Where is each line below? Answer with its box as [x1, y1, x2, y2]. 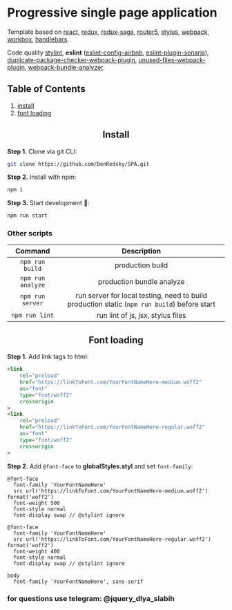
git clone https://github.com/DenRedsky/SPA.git [7, 160, 150, 167]
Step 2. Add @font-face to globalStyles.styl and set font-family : [7, 461, 193, 470]
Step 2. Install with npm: [7, 173, 77, 181]
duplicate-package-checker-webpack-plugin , [7, 55, 137, 64]
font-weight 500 [13, 499, 60, 506]
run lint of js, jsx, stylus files [96, 311, 186, 321]
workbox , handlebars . [7, 35, 69, 43]
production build [115, 260, 168, 270]
